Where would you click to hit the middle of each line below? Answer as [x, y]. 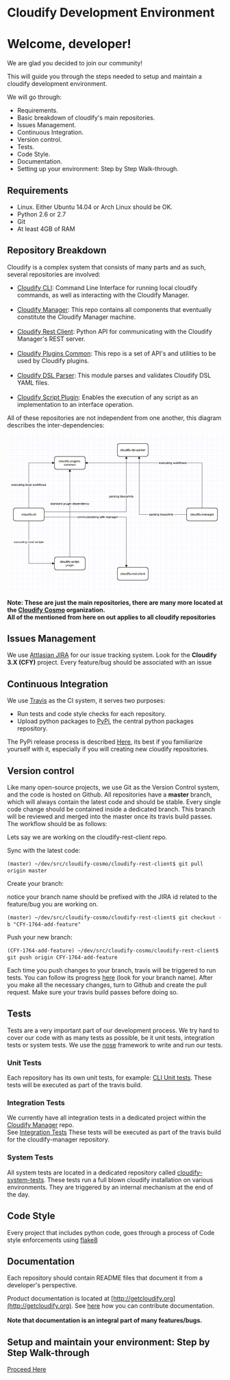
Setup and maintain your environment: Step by [108, 1342]
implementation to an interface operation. [75, 404]
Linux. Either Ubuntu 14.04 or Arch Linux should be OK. [95, 207]
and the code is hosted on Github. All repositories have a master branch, [110, 794]
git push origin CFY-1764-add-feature [62, 957]
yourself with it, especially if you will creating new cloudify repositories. [108, 749]
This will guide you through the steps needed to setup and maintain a [104, 76]
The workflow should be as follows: [57, 823]
